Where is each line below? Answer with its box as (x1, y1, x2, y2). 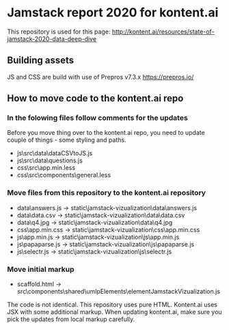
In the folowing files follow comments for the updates (7, 113, 188, 123)
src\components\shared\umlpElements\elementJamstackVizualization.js (16, 288, 221, 296)
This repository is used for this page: (7, 27, 111, 36)
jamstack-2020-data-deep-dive (7, 34, 97, 42)
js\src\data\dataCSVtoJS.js (16, 149, 93, 157)
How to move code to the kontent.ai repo (7, 92, 184, 104)
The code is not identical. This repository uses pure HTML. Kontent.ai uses (7, 301, 217, 309)
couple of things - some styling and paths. (7, 136, 126, 144)
